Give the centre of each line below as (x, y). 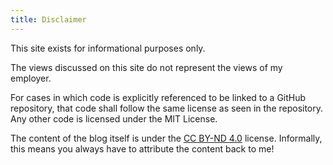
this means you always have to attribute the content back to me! (142, 148)
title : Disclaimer (48, 19)
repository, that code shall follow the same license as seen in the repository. (167, 108)
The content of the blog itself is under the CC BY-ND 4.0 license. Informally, (166, 138)
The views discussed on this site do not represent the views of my (146, 67)
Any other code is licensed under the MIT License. (114, 118)
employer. (31, 78)
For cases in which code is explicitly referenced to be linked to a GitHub (158, 97)
